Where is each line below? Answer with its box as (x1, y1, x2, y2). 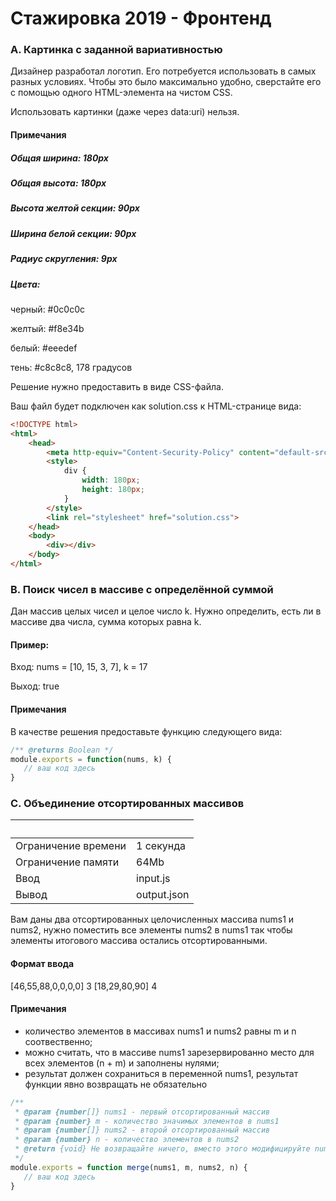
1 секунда (136, 839, 187, 853)
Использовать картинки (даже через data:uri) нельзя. (10, 106, 240, 118)
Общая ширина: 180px (10, 152, 109, 164)
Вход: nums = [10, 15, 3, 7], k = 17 (10, 661, 148, 673)
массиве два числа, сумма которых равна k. (10, 616, 202, 628)
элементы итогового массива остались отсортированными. (10, 935, 268, 947)
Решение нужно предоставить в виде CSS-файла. (10, 380, 224, 392)
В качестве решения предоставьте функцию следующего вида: (10, 725, 283, 737)
